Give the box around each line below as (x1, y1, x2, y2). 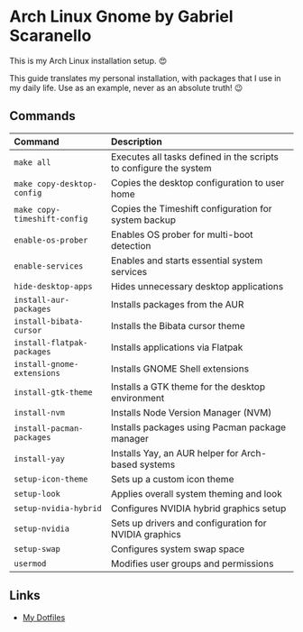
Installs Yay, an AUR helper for (111, 446, 239, 459)
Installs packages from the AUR (111, 298, 244, 310)
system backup (111, 214, 176, 226)
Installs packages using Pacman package (111, 421, 287, 434)
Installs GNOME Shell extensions (111, 362, 250, 375)
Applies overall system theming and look (111, 487, 282, 499)
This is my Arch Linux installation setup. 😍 (9, 55, 168, 66)
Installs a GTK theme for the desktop (111, 380, 266, 393)
